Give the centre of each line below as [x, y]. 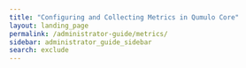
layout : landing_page [49, 26]
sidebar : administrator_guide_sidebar [81, 42]
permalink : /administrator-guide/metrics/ [88, 34]
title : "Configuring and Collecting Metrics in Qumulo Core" [124, 17]
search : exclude [39, 50]
